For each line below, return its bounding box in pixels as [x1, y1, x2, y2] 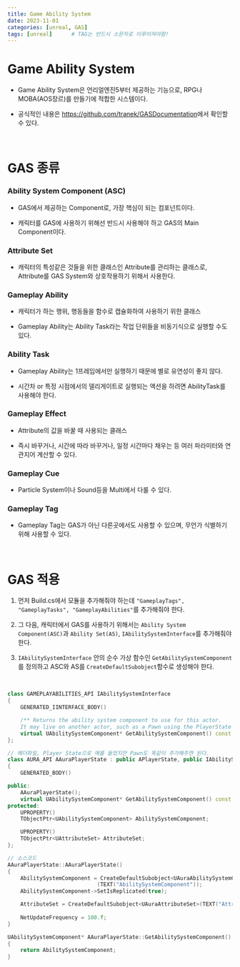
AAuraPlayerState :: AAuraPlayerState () [7, 861, 123, 868]
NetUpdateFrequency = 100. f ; [20, 913, 107, 921]
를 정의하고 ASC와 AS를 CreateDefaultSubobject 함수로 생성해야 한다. [17, 662, 214, 671]
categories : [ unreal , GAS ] [7, 24, 88, 31]
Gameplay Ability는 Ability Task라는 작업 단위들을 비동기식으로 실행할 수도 [17, 322, 228, 331]
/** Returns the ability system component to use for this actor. [20, 717, 222, 724]
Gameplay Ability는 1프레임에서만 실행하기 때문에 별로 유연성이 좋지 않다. [17, 366, 223, 375]
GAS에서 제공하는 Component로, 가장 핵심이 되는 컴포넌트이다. [17, 203, 195, 211]
